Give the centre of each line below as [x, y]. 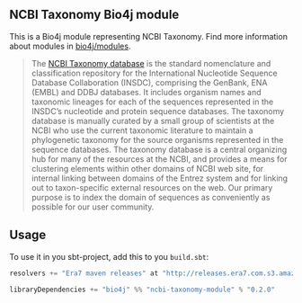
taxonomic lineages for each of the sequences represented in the [152, 102]
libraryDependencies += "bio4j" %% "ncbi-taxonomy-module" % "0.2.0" [142, 290]
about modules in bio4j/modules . [70, 46]
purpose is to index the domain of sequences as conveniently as [151, 197]
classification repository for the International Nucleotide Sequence [154, 73]
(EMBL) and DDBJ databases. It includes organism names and [147, 92]
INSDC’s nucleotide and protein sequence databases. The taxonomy [158, 111]
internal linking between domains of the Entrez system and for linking [160, 178]
